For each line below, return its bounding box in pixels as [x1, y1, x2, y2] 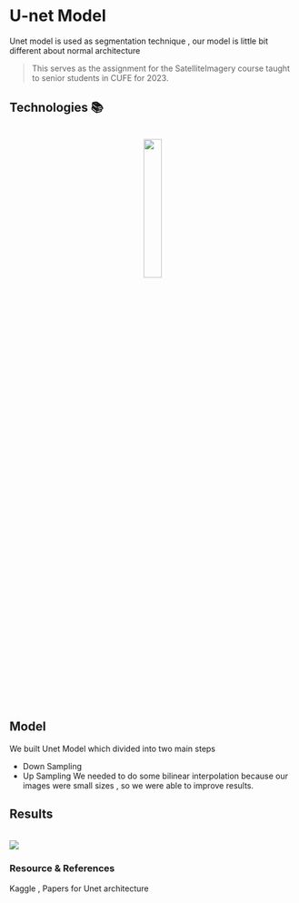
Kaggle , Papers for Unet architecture [9, 883, 150, 894]
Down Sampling [22, 760, 83, 771]
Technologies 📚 [9, 100, 105, 115]
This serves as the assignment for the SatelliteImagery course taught [31, 63, 291, 74]
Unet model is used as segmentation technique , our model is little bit [9, 35, 269, 46]
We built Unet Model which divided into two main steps [9, 743, 216, 754]
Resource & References [9, 862, 115, 875]
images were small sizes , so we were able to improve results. [22, 779, 254, 791]
